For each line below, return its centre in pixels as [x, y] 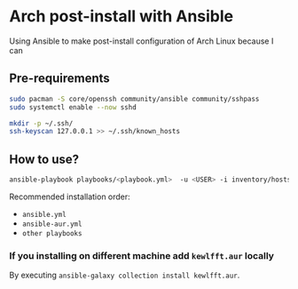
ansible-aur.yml [52, 224]
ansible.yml [44, 214]
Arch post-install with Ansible [122, 16]
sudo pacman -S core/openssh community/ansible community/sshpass [134, 99]
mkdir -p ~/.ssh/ [41, 123]
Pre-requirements [60, 79]
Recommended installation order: [70, 197]
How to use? [44, 159]
